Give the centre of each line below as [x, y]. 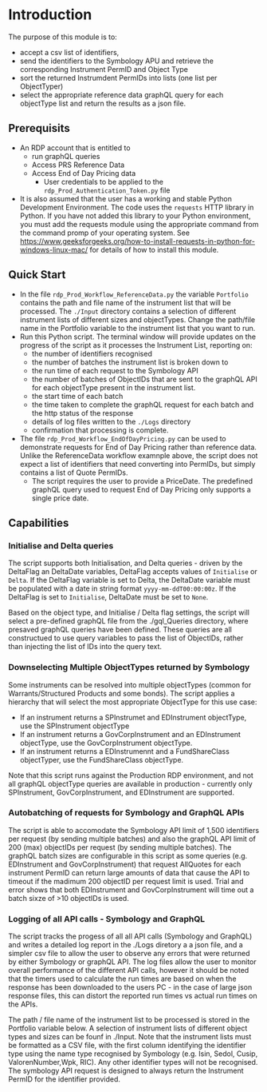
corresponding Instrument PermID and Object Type [104, 69]
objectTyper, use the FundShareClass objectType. [102, 759]
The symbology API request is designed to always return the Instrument [126, 1071]
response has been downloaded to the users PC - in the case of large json [130, 987]
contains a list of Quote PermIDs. [74, 472]
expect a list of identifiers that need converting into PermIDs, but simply [137, 464]
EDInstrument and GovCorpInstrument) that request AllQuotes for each [125, 864]
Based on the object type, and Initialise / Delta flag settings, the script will [129, 612]
